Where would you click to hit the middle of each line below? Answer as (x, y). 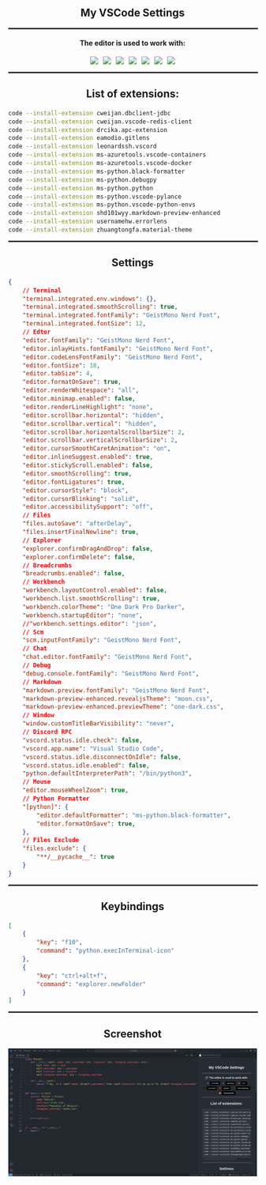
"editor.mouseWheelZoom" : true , (75, 790)
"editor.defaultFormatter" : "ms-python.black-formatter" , (134, 815)
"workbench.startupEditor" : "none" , (83, 615)
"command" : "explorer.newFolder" (92, 984)
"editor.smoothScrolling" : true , (77, 473)
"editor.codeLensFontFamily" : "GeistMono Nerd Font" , (112, 357)
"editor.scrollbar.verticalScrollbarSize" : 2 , (100, 440)
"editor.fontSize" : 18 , (62, 365)
